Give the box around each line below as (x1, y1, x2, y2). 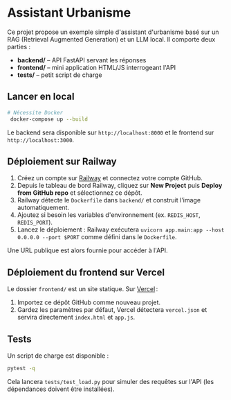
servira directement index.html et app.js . (17, 313, 136, 322)
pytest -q (7, 365, 36, 372)
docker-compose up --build (10, 116, 89, 123)
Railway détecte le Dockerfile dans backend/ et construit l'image (17, 196, 201, 205)
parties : (7, 42, 31, 51)
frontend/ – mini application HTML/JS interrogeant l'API (17, 63, 176, 71)
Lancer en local (7, 91, 75, 103)
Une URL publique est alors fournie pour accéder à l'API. (7, 246, 168, 254)
